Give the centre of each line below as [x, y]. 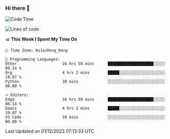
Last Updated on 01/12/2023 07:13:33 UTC [50, 131]
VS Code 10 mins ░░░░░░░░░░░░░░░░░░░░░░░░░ [85, 117]
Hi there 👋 [18, 8]
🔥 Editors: [17, 95]
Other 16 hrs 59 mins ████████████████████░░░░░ [85, 64]
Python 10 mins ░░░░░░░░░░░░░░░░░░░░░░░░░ [85, 82]
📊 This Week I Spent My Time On [41, 39]
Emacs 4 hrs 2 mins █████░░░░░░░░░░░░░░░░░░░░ [85, 108]
